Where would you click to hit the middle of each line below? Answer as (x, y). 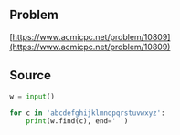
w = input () (32, 96)
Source (31, 75)
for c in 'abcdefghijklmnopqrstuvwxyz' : (88, 113)
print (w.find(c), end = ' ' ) (77, 121)
